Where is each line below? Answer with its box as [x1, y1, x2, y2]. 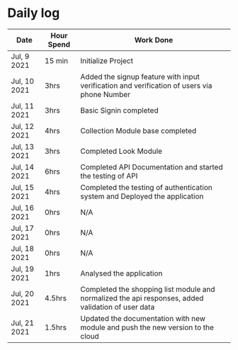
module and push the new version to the [80, 322, 215, 332]
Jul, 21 [11, 317, 34, 327]
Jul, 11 [11, 101, 34, 111]
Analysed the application [80, 268, 163, 278]
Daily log [7, 5, 60, 21]
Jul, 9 [11, 51, 30, 61]
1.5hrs [45, 322, 67, 332]
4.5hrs [45, 293, 67, 303]
